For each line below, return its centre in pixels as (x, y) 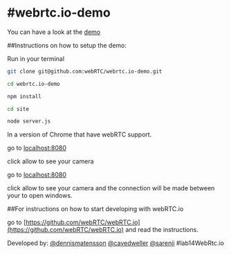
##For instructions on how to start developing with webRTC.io (95, 209)
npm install (24, 96)
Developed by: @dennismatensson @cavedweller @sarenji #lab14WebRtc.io (116, 243)
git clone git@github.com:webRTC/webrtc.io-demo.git (85, 71)
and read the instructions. (162, 230)
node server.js (29, 121)
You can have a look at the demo (54, 32)
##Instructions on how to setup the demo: (67, 45)
